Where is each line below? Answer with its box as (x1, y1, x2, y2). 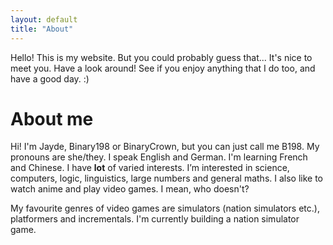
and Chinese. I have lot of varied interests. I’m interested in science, (10, 162, 290, 174)
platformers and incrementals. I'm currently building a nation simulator (10, 213, 300, 225)
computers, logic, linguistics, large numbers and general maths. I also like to (10, 172, 324, 185)
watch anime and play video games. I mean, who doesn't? (10, 183, 250, 195)
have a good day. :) (10, 72, 90, 85)
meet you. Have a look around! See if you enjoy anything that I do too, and (10, 62, 316, 74)
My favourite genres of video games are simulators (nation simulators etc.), (10, 202, 320, 215)
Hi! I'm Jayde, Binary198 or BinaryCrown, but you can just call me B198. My (10, 141, 320, 153)
